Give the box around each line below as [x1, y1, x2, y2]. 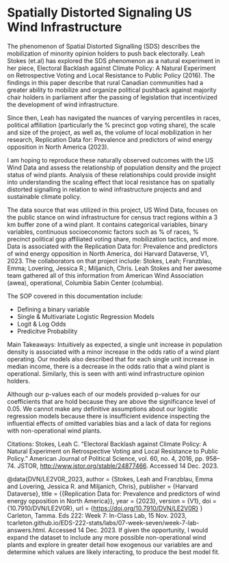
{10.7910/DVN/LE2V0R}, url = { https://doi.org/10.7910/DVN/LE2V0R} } [7, 504, 203, 512]
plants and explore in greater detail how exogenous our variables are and [7, 540, 213, 549]
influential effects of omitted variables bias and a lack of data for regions [7, 419, 212, 427]
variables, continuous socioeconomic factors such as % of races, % [7, 228, 200, 236]
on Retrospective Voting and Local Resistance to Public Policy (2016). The [7, 71, 215, 80]
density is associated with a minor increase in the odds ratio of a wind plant [7, 348, 220, 356]
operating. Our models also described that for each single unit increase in [7, 355, 215, 363]
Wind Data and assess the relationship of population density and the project [7, 163, 221, 171]
